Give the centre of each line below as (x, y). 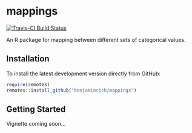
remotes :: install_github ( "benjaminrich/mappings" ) (71, 90)
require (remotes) (28, 84)
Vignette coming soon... (36, 124)
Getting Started (36, 109)
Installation (28, 59)
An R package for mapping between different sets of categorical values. (96, 39)
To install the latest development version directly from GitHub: (84, 73)
